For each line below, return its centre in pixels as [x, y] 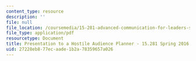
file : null [19, 22]
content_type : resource [35, 11]
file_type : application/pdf [40, 33]
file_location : [24, 28]
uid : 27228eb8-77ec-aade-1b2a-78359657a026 [60, 49]
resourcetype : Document [35, 38]
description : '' [26, 17]
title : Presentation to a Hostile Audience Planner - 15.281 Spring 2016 [98, 44]
